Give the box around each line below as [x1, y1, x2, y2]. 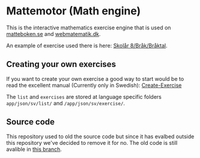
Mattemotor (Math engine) [6, 4, 141, 18]
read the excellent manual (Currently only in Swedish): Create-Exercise [6, 81, 182, 89]
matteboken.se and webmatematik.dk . [6, 30, 101, 37]
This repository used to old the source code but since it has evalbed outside [6, 133, 195, 140]
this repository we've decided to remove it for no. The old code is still [6, 139, 178, 146]
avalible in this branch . [6, 145, 62, 153]
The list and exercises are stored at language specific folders [6, 93, 162, 100]
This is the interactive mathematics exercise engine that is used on [6, 24, 171, 31]
